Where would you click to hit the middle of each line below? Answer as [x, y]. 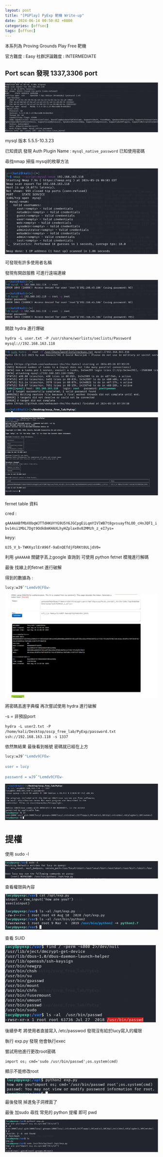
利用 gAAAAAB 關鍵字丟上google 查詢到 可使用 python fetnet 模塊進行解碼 [77, 557]
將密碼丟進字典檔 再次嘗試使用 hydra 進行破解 [51, 706]
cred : [11, 513]
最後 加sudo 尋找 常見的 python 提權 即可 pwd [51, 1112]
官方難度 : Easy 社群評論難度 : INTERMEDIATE [51, 57]
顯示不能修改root [22, 1071]
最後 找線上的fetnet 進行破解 [33, 567]
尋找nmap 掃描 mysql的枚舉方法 [37, 161]
